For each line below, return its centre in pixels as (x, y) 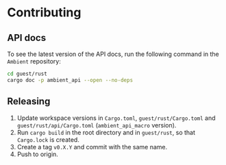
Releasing (29, 101)
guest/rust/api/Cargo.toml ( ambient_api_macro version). (97, 125)
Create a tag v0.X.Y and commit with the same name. (92, 147)
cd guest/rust (27, 74)
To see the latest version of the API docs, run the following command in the (113, 54)
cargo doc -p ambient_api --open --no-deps (70, 80)
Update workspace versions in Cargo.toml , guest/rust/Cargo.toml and (116, 118)
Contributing (44, 13)
